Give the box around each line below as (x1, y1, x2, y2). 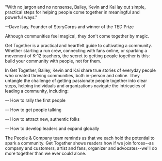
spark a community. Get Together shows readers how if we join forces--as (5, 140, 154, 146)
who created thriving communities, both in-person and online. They (5, 73, 140, 78)
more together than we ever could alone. (5, 150, 86, 156)
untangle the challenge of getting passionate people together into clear (5, 78, 147, 83)
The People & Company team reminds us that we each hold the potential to (5, 135, 155, 141)
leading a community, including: (5, 88, 69, 94)
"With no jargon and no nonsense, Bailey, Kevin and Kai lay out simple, (5, 4, 146, 10)
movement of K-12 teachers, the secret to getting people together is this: (5, 53, 150, 59)
